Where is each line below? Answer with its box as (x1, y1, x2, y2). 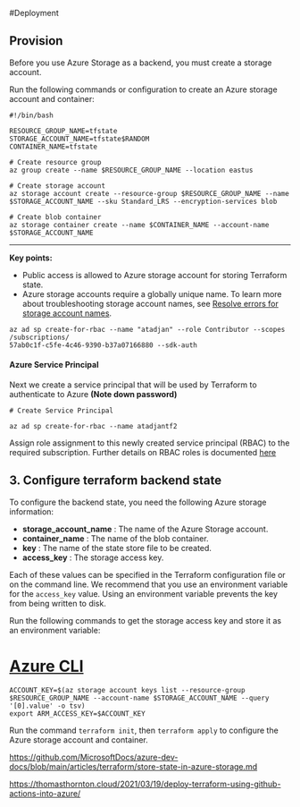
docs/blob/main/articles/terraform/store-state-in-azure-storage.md (9, 760, 258, 772)
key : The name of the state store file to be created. (21, 542, 212, 553)
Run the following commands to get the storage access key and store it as (9, 615, 282, 625)
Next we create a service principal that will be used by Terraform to (9, 379, 257, 390)
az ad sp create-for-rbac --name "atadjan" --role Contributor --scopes (9, 325, 286, 334)
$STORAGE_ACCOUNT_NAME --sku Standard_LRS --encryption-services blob (9, 197, 278, 206)
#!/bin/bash (9, 111, 54, 120)
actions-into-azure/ (9, 787, 81, 799)
